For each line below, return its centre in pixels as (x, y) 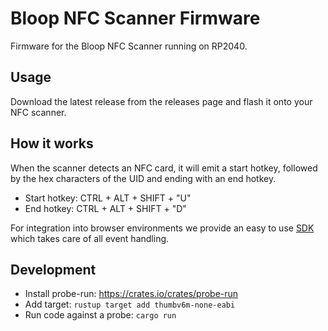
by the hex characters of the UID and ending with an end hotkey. (143, 178)
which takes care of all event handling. (90, 238)
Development (53, 269)
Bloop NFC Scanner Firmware (135, 18)
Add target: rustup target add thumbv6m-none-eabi (130, 304)
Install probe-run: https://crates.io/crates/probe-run (131, 294)
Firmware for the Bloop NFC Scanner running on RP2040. (129, 46)
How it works (52, 143)
